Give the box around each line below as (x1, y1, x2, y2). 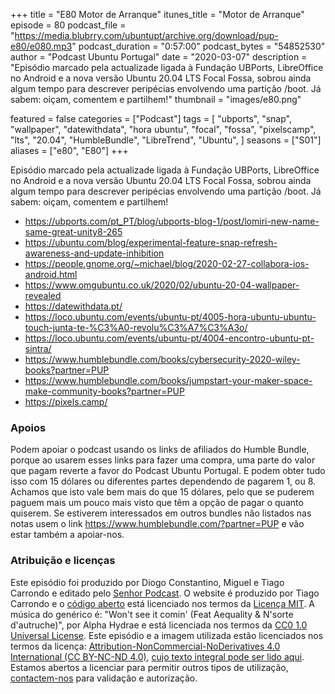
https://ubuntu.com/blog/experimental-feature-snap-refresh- (24, 237, 278, 248)
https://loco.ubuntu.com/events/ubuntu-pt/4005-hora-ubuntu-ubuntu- (24, 311, 317, 323)
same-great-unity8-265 (24, 226, 123, 238)
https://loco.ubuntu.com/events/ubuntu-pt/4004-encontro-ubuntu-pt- (24, 332, 315, 344)
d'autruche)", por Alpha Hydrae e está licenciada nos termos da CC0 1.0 (10, 619, 308, 631)
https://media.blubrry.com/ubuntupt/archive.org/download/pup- (14, 30, 279, 41)
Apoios (10, 420, 47, 434)
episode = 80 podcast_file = (10, 19, 127, 31)
